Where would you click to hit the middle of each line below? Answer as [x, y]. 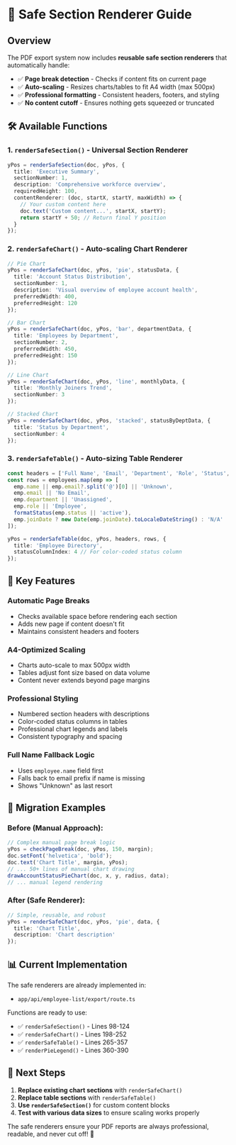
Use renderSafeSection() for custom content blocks [94, 1105]
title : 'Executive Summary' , [57, 172]
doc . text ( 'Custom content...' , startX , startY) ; [93, 211]
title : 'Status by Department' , [62, 427]
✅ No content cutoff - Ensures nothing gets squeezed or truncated [116, 103]
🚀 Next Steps [36, 1073]
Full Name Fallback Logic [51, 755]
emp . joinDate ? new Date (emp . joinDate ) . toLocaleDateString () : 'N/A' [118, 519]
